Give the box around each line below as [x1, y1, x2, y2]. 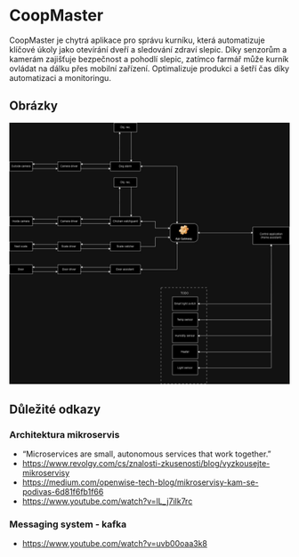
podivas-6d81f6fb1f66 [21, 486, 104, 496]
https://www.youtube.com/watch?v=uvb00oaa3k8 [21, 538, 207, 549]
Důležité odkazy [9, 401, 101, 416]
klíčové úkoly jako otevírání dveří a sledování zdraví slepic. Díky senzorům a [9, 44, 287, 54]
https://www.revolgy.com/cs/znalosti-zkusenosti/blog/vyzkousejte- [21, 457, 271, 468]
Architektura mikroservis [9, 428, 120, 440]
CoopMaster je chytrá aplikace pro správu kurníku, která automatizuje [9, 35, 265, 45]
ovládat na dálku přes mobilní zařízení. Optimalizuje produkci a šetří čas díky [9, 63, 290, 74]
